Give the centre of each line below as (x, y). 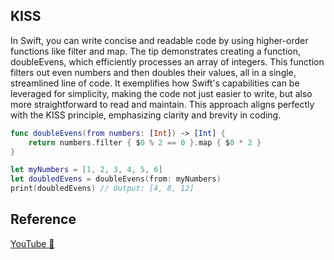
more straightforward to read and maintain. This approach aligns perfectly (162, 104)
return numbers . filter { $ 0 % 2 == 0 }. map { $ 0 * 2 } (145, 142)
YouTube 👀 (32, 243)
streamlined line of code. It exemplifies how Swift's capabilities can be (155, 83)
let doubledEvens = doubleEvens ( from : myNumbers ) (116, 179)
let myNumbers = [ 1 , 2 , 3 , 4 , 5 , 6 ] (86, 170)
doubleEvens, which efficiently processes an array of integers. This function (167, 61)
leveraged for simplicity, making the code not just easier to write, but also (161, 93)
